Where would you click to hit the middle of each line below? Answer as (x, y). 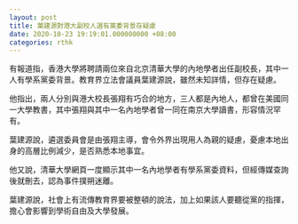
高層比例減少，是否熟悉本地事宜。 (86, 151)
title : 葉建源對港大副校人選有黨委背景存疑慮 (83, 26)
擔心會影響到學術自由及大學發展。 (71, 211)
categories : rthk (41, 42)
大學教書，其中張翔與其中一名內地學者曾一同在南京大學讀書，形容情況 (145, 110)
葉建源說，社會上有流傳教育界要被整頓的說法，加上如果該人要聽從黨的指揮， (149, 200)
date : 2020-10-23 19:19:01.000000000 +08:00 (93, 34)
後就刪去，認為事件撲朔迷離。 (63, 181)
